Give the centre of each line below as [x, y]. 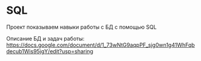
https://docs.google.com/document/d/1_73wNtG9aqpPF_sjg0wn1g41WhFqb [100, 45]
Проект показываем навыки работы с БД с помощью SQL [81, 27]
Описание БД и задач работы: [45, 38]
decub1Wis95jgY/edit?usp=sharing [50, 51]
